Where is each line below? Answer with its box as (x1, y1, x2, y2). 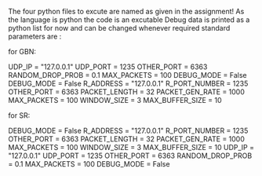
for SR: (8, 111, 31, 120)
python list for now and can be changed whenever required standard (8, 24, 231, 32)
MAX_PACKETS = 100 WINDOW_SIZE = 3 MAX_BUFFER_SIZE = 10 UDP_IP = (8, 143, 255, 152)
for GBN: (8, 47, 37, 56)
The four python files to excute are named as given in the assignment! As (8, 7, 245, 16)
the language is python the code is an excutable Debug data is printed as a (8, 15, 250, 24)
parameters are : (8, 31, 62, 41)
